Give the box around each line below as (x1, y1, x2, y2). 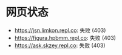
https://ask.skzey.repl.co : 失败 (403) (14, 42, 106, 49)
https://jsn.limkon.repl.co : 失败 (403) (14, 27, 106, 34)
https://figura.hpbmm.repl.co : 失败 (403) (14, 34, 117, 41)
